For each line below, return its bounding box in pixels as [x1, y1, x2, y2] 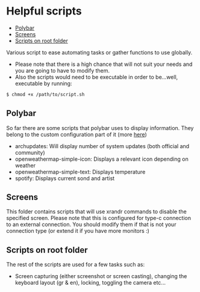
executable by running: [14, 80, 72, 87]
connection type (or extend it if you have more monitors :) [6, 227, 149, 235]
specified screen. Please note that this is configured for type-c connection [6, 215, 192, 222]
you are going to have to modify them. [14, 67, 110, 74]
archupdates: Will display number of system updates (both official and [14, 142, 190, 149]
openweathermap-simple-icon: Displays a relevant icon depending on [14, 155, 189, 163]
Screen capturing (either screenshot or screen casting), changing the [14, 273, 187, 280]
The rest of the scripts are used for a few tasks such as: [6, 261, 145, 268]
